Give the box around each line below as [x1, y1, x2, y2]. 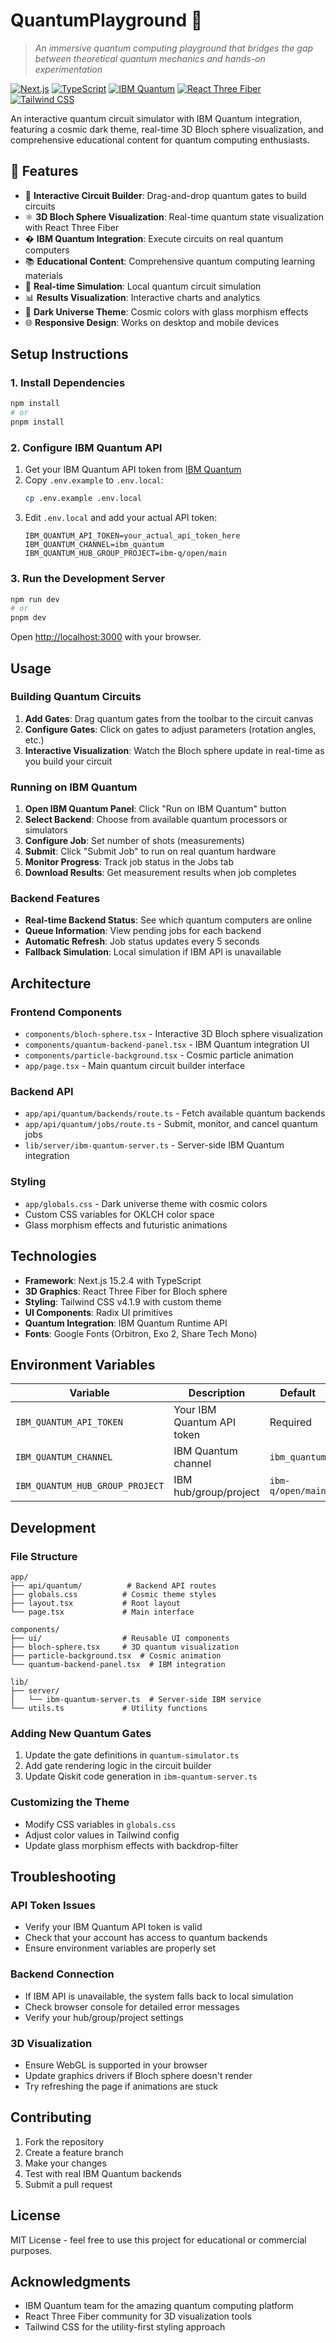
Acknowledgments [10, 2273, 132, 2290]
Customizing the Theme [10, 1795, 130, 1809]
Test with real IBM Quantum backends [24, 2167, 182, 2179]
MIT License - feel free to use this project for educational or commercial [10, 2234, 307, 2246]
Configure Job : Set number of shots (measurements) [24, 835, 245, 847]
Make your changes [24, 2157, 107, 2169]
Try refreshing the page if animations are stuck [24, 2080, 219, 2092]
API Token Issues [10, 1898, 96, 1912]
